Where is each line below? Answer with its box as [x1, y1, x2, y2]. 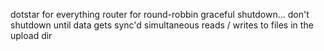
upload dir [10, 30, 53, 41]
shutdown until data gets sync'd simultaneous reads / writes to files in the [10, 19, 314, 31]
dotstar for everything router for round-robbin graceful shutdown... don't [10, 9, 310, 20]
